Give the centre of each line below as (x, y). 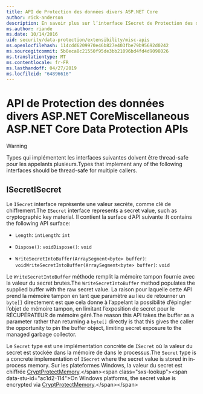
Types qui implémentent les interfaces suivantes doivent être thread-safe (98, 158)
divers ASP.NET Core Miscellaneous (98, 116)
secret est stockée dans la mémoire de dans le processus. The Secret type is (101, 352)
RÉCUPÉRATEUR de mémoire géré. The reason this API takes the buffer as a (100, 315)
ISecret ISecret (34, 189)
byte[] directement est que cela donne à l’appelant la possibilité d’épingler (99, 302)
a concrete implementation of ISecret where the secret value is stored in (97, 359)
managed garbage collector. (41, 334)
